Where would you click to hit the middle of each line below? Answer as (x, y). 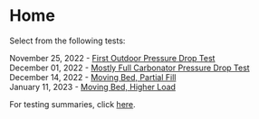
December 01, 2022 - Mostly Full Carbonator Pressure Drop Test (130, 68)
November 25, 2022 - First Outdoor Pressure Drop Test (112, 58)
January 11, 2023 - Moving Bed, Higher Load (93, 87)
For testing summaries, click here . (72, 104)
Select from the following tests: (67, 41)
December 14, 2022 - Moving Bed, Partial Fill (93, 77)
